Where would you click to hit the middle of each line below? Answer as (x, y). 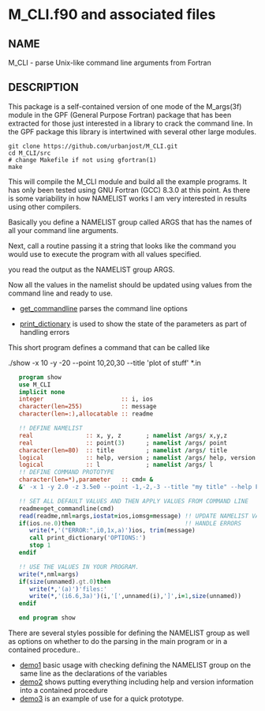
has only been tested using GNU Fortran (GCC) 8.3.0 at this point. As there (129, 190)
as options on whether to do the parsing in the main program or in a (118, 641)
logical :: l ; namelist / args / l (116, 465)
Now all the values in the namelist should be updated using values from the (130, 284)
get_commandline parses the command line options (103, 308)
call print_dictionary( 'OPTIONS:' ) (88, 538)
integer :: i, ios (86, 399)
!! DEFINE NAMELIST (50, 428)
